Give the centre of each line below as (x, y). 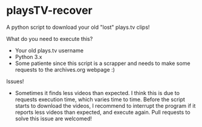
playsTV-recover (49, 11)
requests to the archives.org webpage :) (65, 69)
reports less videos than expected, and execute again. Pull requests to (103, 112)
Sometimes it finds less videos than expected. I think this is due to (97, 93)
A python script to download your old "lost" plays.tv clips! (78, 27)
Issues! (15, 81)
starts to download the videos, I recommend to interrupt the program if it (105, 105)
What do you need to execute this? (50, 39)
